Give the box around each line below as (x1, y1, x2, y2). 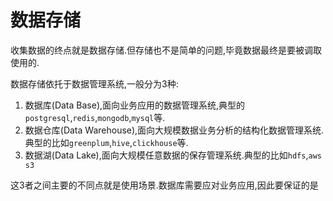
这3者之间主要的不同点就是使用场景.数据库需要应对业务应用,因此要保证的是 (10, 179, 319, 191)
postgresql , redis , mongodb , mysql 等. (24, 111, 166, 123)
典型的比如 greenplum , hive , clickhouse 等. (24, 136, 189, 148)
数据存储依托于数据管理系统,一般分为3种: (10, 77, 179, 90)
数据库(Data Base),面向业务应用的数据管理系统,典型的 (24, 99, 246, 111)
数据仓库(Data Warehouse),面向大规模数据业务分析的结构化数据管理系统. (24, 124, 325, 136)
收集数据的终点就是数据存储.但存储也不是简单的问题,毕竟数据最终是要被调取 (10, 44, 323, 56)
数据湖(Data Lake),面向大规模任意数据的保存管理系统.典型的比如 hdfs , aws (24, 149, 322, 161)
